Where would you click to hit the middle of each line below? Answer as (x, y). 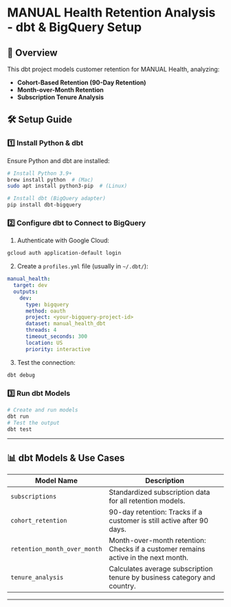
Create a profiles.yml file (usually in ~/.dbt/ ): (82, 266)
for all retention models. (147, 501)
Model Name (56, 481)
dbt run (18, 416)
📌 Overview (32, 53)
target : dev (31, 286)
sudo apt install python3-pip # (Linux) (67, 186)
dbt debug (21, 375)
